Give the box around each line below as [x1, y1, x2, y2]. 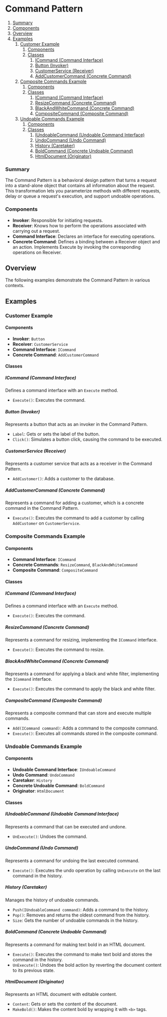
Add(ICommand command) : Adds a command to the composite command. [12, 725, 158, 731]
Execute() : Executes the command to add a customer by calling [12, 515, 144, 521]
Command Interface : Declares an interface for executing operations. [12, 233, 156, 239]
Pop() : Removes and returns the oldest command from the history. [12, 912, 150, 918]
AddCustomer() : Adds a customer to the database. [12, 476, 115, 482]
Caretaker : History [12, 777, 53, 783]
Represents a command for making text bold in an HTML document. [5, 941, 146, 948]
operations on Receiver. [12, 249, 62, 255]
